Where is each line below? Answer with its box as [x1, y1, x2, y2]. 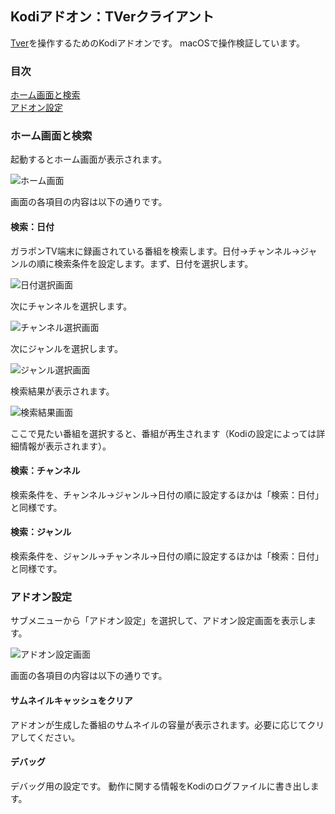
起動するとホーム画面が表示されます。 [10, 153, 168, 166]
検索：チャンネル [10, 465, 81, 477]
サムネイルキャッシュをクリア [10, 694, 133, 706]
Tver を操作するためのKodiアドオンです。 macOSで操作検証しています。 [10, 37, 305, 49]
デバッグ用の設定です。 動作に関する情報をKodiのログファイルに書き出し [10, 780, 311, 792]
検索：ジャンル [10, 526, 72, 538]
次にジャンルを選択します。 [10, 342, 123, 354]
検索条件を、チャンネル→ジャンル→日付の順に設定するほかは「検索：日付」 [10, 488, 325, 501]
